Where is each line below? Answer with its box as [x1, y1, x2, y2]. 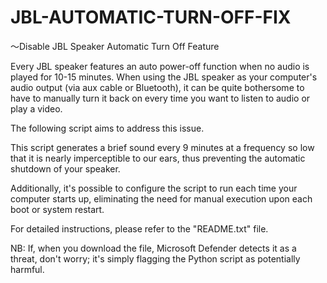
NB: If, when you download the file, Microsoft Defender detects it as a [10, 242, 297, 254]
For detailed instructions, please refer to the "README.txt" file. [10, 222, 269, 235]
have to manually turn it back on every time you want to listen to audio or [10, 92, 311, 104]
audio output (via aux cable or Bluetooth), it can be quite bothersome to [10, 81, 305, 93]
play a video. [10, 102, 63, 115]
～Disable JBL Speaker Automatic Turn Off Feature [10, 40, 220, 52]
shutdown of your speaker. [10, 162, 121, 175]
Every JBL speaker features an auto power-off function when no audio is [10, 60, 310, 72]
